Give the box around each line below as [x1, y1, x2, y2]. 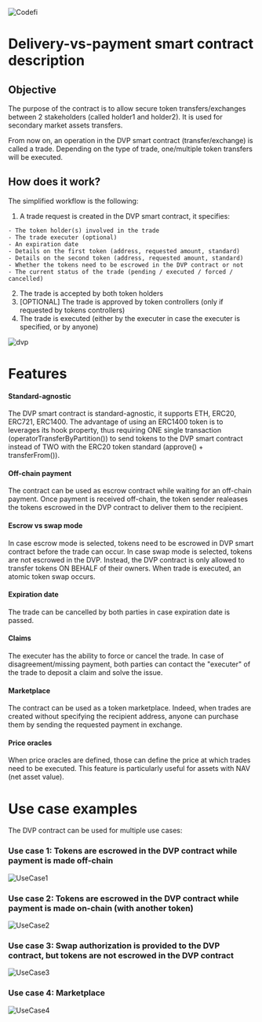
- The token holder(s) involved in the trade [8, 227, 159, 234]
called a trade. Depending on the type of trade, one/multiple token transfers [8, 144, 253, 153]
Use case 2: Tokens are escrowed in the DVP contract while [8, 893, 239, 904]
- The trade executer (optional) [8, 233, 118, 242]
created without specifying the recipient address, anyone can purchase [8, 712, 239, 721]
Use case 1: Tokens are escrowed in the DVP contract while [8, 846, 238, 857]
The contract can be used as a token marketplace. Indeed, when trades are [8, 703, 252, 713]
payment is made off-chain [8, 855, 114, 866]
